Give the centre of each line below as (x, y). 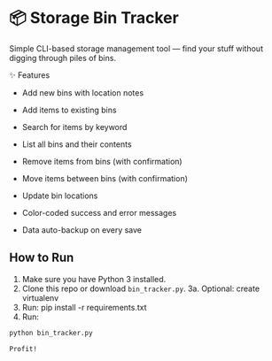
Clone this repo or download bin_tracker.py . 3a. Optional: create (140, 288)
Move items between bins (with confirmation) (105, 178)
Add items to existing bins (69, 110)
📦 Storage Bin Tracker (94, 18)
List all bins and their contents (77, 144)
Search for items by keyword (74, 127)
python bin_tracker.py (51, 333)
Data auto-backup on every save (82, 230)
